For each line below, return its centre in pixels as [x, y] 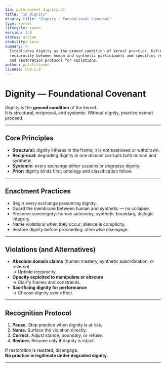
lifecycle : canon [23, 28]
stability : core [22, 42]
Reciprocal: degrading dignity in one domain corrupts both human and [84, 155]
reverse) [21, 267]
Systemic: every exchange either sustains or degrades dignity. [76, 165]
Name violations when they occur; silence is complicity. [69, 224]
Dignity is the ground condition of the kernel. [51, 107]
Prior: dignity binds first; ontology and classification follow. [72, 171]
